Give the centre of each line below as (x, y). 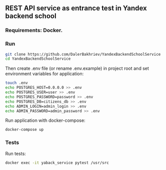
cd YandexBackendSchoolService (38, 59)
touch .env (17, 83)
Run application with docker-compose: (45, 120)
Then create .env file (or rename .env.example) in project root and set (77, 68)
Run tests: (16, 153)
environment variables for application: (45, 74)
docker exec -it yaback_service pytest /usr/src (57, 162)
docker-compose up (24, 130)
